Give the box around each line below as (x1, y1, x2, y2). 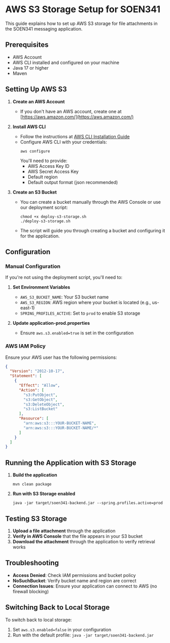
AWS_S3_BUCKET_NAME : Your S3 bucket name (20, 294, 109, 300)
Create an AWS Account (12, 98, 65, 105)
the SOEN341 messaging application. (5, 25, 83, 32)
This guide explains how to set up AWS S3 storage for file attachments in (5, 20, 158, 26)
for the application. (20, 233, 60, 239)
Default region (27, 174, 58, 180)
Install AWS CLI (12, 124, 46, 130)
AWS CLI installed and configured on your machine (12, 59, 119, 66)
